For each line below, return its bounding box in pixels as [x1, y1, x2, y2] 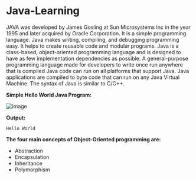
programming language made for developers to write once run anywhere [6, 61, 183, 68]
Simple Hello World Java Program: [6, 91, 92, 98]
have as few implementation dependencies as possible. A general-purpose [6, 55, 189, 62]
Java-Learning [6, 4, 80, 18]
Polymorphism [14, 166, 50, 173]
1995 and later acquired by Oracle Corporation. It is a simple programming [6, 29, 187, 37]
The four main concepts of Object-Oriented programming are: [6, 135, 161, 142]
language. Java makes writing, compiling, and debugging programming [6, 36, 179, 43]
